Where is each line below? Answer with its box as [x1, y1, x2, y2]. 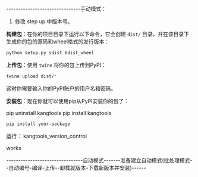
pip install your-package [6, 121, 70, 127]
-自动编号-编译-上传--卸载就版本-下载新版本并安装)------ [6, 164, 147, 171]
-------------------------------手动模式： [6, 5, 107, 12]
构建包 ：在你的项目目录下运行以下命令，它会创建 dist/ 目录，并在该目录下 [6, 30, 189, 38]
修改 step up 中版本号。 [14, 18, 73, 25]
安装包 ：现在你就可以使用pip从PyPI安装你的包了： [6, 97, 130, 104]
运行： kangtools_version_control [6, 132, 87, 139]
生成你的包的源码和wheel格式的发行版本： [6, 38, 110, 45]
